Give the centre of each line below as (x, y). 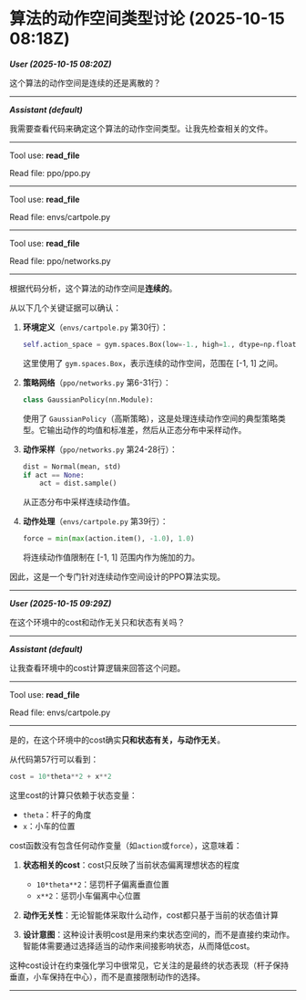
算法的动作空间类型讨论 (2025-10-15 (147, 19)
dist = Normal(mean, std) (71, 467)
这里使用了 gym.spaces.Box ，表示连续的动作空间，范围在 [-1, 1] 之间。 (153, 363)
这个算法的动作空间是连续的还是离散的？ (85, 82)
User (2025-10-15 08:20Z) (61, 64)
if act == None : (53, 475)
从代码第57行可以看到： (54, 760)
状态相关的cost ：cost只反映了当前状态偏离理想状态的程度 (131, 865)
